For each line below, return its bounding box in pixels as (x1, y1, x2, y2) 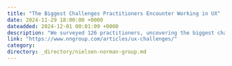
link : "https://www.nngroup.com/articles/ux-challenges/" (7, 36, 177, 43)
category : (7, 42, 36, 49)
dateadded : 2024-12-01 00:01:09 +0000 (7, 23, 119, 30)
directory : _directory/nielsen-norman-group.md (7, 49, 147, 56)
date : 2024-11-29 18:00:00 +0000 (7, 16, 104, 23)
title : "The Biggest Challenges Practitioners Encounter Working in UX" (7, 10, 221, 17)
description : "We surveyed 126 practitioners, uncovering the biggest (7, 29, 215, 36)
